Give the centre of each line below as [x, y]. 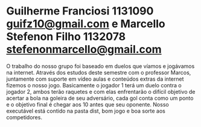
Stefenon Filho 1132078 [66, 37]
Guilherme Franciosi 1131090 [80, 11]
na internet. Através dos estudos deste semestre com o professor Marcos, [99, 72]
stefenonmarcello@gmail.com [84, 50]
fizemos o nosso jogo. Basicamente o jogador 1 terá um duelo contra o [94, 85]
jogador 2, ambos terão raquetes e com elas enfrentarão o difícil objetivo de [101, 91]
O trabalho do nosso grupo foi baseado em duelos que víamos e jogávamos [101, 66]
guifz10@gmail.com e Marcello [86, 24]
